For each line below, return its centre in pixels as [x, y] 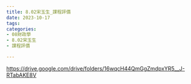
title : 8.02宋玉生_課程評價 [39, 12]
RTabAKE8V [21, 75]
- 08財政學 [19, 35]
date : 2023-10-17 [28, 18]
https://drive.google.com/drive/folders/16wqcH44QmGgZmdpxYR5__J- [96, 68]
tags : [13, 23]
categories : [21, 29]
